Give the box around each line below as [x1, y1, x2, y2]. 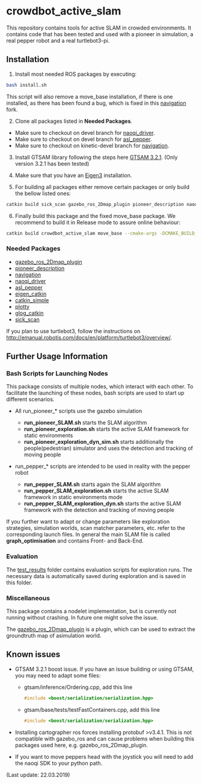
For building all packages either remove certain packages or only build [14, 183, 190, 190]
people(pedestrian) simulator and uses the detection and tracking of [23, 444, 194, 452]
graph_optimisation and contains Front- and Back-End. [6, 537, 144, 544]
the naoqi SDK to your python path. [14, 759, 103, 767]
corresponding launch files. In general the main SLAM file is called [6, 531, 170, 538]
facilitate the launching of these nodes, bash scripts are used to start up [6, 390, 185, 397]
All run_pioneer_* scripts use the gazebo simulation [14, 408, 142, 415]
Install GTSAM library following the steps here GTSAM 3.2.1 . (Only [14, 154, 178, 161]
